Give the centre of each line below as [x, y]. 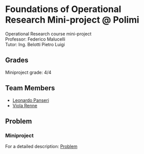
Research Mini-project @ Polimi [72, 20]
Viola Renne [25, 105]
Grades [17, 60]
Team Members [30, 88]
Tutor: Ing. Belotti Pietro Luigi [35, 44]
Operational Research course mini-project [48, 34]
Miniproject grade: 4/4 [28, 72]
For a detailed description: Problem [41, 146]
